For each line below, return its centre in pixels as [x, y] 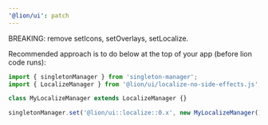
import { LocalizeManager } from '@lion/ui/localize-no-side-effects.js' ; [135, 84]
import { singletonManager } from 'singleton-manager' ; [103, 76]
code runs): [27, 62]
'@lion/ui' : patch [39, 16]
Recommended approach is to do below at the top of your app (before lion [130, 53]
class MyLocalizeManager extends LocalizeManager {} [98, 99]
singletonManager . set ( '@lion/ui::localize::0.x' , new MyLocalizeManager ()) [137, 113]
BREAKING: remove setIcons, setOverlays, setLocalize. [99, 38]
